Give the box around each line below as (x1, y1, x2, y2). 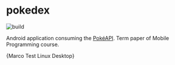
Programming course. (6, 41, 59, 48)
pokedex (6, 4, 50, 17)
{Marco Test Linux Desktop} (6, 52, 75, 59)
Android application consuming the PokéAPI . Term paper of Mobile (6, 34, 169, 41)
